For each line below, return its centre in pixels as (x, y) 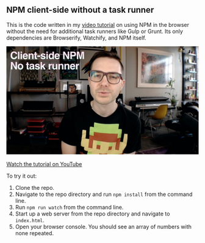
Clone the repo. (35, 187)
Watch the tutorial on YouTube (44, 164)
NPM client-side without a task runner (80, 10)
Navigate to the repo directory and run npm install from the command (104, 194)
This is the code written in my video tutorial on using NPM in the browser (98, 24)
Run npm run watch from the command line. (69, 207)
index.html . (30, 220)
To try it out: (22, 176)
